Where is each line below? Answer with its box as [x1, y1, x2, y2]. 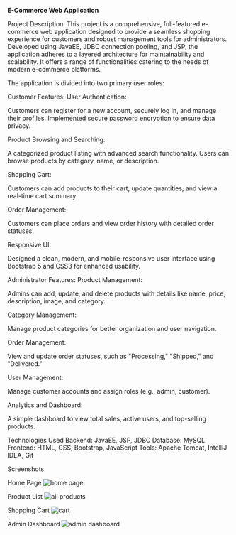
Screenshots [7, 465, 45, 473]
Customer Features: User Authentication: [7, 92, 127, 101]
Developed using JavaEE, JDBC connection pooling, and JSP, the [7, 43, 198, 50]
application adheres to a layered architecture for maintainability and [7, 50, 205, 58]
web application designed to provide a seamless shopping [40, 28, 210, 36]
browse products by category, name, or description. [7, 156, 159, 165]
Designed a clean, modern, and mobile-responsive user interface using [7, 254, 215, 262]
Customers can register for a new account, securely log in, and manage [7, 107, 217, 114]
